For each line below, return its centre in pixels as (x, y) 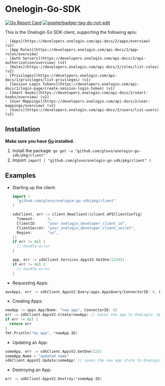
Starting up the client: (34, 187)
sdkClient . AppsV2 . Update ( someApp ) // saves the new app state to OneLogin (83, 360)
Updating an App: (30, 342)
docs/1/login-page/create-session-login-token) (55, 88)
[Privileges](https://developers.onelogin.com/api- (64, 75)
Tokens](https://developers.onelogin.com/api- (91, 84)
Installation (23, 129)
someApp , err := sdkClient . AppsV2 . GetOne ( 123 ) (54, 351)
